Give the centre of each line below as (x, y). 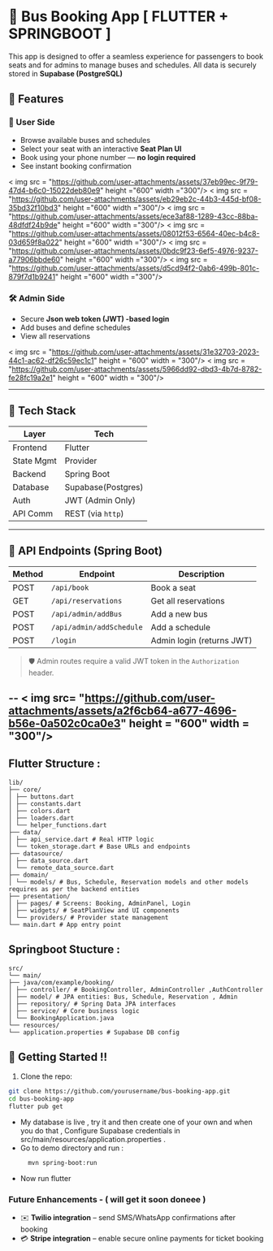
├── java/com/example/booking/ (61, 982)
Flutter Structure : (54, 764)
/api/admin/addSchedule (97, 627)
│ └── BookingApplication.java (61, 1018)
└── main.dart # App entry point (65, 924)
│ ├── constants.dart (45, 803)
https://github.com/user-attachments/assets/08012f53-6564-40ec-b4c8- (136, 233)
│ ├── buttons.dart (41, 796)
